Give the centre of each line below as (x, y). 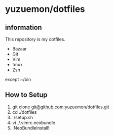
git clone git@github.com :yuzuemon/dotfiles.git (61, 107)
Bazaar (19, 49)
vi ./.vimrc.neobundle (34, 123)
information (23, 27)
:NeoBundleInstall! (31, 128)
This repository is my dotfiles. (35, 39)
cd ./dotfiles (24, 112)
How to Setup (26, 95)
